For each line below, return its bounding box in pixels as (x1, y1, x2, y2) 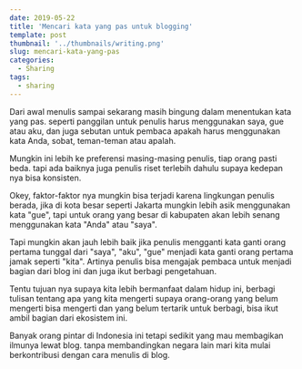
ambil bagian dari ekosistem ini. (9, 312, 128, 323)
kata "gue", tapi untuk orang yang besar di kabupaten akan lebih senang (9, 209, 280, 220)
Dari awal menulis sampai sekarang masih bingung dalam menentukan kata (9, 106, 292, 117)
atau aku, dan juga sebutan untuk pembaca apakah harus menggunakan (9, 125, 281, 137)
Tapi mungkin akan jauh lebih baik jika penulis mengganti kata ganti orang (9, 236, 287, 247)
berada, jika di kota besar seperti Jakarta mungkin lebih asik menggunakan (9, 200, 291, 210)
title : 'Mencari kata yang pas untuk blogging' (9, 22, 194, 31)
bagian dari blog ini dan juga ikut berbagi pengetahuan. (9, 265, 216, 276)
